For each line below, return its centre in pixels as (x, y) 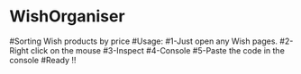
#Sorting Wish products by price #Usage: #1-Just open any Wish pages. (143, 41)
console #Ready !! (43, 60)
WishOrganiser (67, 16)
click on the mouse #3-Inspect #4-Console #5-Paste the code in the (158, 50)
